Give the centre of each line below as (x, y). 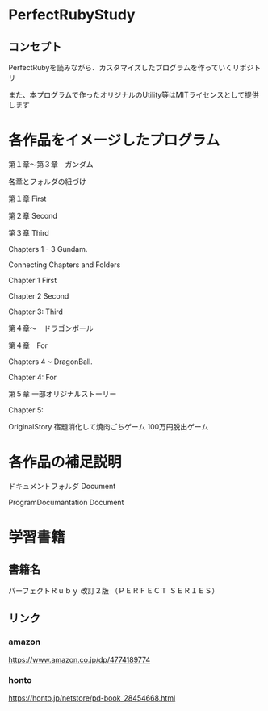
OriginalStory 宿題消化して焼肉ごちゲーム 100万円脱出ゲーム (109, 426)
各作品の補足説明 (65, 462)
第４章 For (28, 345)
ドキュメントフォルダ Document (62, 486)
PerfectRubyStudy (72, 15)
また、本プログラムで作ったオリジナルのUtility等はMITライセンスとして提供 (134, 95)
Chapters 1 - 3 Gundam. (48, 249)
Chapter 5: (26, 410)
